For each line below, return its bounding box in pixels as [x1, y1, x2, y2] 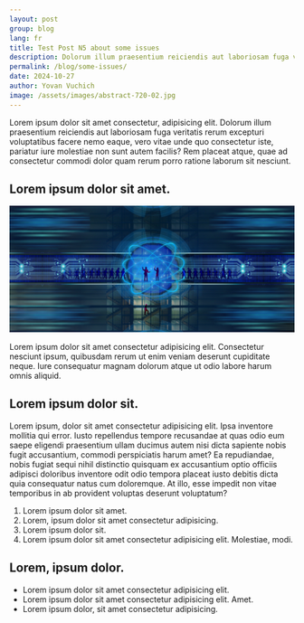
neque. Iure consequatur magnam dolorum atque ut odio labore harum [9, 360, 272, 371]
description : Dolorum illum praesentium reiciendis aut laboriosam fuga [9, 52, 290, 62]
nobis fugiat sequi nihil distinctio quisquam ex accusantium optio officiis [9, 458, 278, 469]
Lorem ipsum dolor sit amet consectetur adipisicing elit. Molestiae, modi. [22, 533, 294, 544]
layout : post [9, 14, 59, 24]
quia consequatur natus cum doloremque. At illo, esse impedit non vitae [9, 477, 278, 488]
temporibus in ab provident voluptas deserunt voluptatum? [9, 487, 228, 498]
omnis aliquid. [9, 370, 62, 381]
